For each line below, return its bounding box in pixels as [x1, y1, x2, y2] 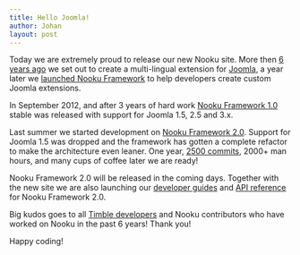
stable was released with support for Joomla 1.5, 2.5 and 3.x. [9, 109, 234, 121]
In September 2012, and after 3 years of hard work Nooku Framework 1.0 [9, 100, 279, 111]
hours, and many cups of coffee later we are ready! [9, 156, 199, 166]
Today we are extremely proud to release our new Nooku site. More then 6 [9, 55, 284, 65]
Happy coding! [9, 236, 64, 247]
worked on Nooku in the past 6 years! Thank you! [9, 218, 192, 229]
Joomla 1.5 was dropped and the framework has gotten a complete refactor [9, 136, 288, 148]
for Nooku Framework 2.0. [9, 191, 107, 202]
